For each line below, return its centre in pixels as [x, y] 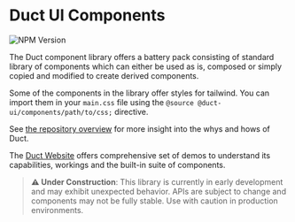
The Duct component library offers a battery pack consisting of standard [142, 57]
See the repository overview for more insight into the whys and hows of [140, 128]
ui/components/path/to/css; [61, 112]
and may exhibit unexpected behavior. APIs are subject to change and [158, 191]
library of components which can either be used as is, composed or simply [145, 66]
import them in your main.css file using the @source [102, 102]
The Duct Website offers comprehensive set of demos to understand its [140, 155]
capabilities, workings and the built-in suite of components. [117, 165]
